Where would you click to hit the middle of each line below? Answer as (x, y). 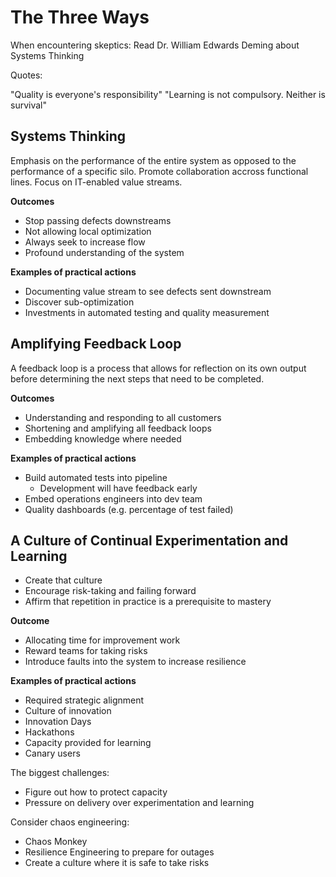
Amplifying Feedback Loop (96, 344)
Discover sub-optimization (79, 302)
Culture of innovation (68, 711)
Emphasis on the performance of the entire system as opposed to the (153, 160)
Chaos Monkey (56, 842)
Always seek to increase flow (85, 242)
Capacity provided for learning (88, 743)
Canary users (52, 753)
